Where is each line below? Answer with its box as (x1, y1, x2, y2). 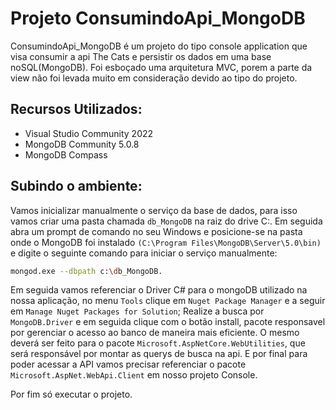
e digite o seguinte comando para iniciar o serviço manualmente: (10, 247, 278, 259)
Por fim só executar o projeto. (10, 388, 133, 401)
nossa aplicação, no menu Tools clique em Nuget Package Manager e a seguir (10, 295, 326, 307)
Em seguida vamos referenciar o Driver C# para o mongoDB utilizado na (10, 284, 308, 296)
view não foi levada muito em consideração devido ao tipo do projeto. (10, 72, 298, 84)
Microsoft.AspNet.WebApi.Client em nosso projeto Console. (10, 369, 258, 381)
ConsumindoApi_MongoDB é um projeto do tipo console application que (10, 40, 308, 52)
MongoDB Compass (24, 148, 108, 161)
